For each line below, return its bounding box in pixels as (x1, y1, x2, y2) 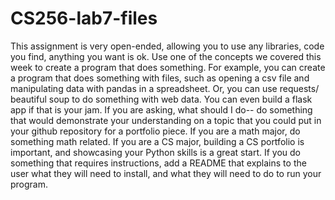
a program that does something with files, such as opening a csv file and (10, 72, 310, 84)
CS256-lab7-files (10, 7, 158, 30)
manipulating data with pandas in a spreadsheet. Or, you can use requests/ (10, 82, 320, 94)
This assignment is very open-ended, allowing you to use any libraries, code (10, 40, 325, 52)
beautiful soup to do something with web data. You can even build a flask (10, 93, 313, 105)
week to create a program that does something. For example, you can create (10, 61, 326, 73)
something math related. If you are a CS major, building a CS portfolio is (10, 135, 305, 147)
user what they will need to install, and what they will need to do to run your (10, 167, 322, 179)
